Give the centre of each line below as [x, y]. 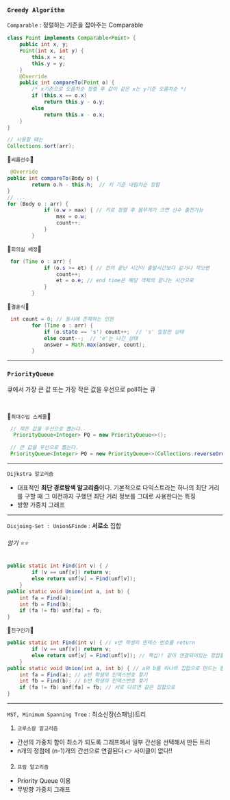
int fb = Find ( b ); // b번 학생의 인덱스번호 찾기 [84, 681]
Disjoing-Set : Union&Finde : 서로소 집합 [64, 526]
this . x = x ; [49, 57]
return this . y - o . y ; [75, 102]
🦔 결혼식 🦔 [18, 307]
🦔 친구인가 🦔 [21, 630]
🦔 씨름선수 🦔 [21, 159]
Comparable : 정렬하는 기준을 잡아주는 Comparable [75, 25]
